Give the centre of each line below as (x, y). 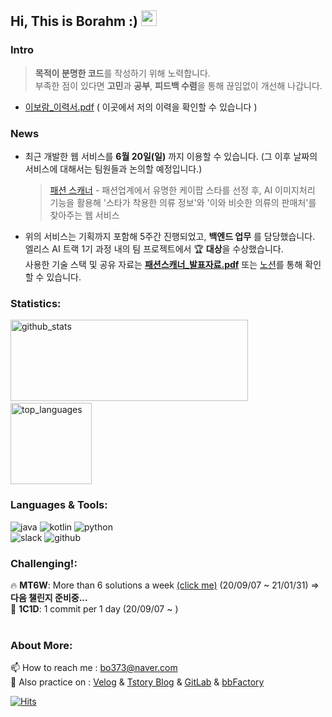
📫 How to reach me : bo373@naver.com (94, 668)
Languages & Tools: (59, 505)
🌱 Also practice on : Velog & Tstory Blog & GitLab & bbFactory (137, 682)
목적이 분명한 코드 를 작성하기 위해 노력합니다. (122, 73)
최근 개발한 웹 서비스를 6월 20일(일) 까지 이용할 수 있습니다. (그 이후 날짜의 (171, 156)
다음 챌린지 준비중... (49, 597)
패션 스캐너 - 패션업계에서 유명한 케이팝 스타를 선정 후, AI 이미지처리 (182, 190)
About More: (41, 645)
